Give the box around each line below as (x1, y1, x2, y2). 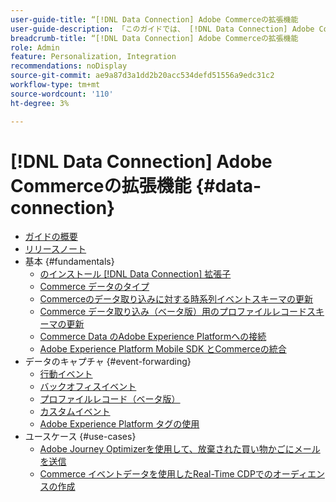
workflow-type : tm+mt (10, 80, 101, 90)
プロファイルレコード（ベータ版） (39, 393, 181, 405)
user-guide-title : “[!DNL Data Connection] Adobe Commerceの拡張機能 (10, 14, 299, 25)
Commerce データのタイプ (39, 281, 150, 293)
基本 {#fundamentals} (24, 256, 115, 268)
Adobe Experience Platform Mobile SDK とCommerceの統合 (39, 343, 287, 355)
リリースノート (24, 243, 87, 255)
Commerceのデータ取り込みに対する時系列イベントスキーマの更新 (39, 293, 314, 305)
